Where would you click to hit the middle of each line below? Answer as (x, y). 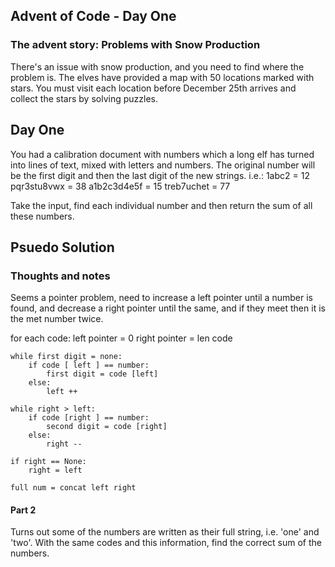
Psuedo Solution (62, 247)
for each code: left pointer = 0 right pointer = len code (121, 338)
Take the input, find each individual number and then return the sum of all (161, 205)
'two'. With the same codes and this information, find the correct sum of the (166, 543)
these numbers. (42, 216)
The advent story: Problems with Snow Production (135, 45)
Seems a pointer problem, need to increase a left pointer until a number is (161, 298)
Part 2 (23, 510)
